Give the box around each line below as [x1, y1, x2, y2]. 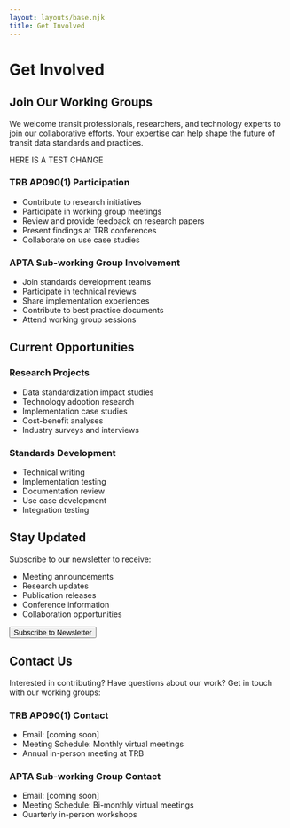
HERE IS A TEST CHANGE [9, 154, 104, 165]
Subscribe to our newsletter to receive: [9, 554, 152, 564]
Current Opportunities [9, 340, 135, 355]
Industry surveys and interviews [21, 424, 140, 435]
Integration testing [21, 505, 90, 516]
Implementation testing [21, 477, 106, 487]
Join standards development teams [21, 277, 152, 288]
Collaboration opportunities [21, 609, 122, 619]
